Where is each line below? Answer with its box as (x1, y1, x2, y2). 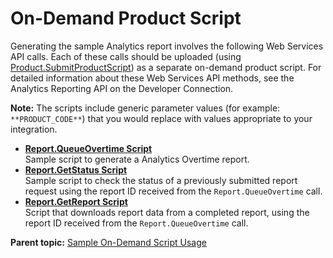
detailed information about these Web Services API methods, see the (10, 72, 295, 84)
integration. (10, 123, 58, 135)
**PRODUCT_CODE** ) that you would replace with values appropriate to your (10, 112, 313, 124)
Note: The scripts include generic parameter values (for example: (10, 102, 281, 114)
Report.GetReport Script (24, 195, 128, 207)
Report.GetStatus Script (24, 163, 128, 176)
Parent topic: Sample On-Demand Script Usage (10, 236, 207, 248)
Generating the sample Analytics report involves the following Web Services (10, 40, 324, 52)
